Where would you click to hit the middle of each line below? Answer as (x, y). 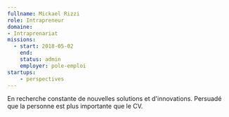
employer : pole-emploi (53, 66)
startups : (22, 72)
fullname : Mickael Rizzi (44, 14)
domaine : (20, 27)
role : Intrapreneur (36, 20)
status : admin (40, 60)
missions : (22, 40)
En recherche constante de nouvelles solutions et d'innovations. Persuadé (115, 99)
